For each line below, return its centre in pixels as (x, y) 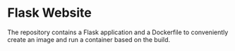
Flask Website (49, 13)
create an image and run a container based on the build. (89, 39)
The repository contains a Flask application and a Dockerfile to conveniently (118, 32)
